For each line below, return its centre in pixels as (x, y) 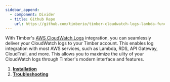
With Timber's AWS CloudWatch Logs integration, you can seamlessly (78, 38)
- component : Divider (33, 14)
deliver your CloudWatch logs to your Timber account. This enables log (79, 43)
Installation (25, 69)
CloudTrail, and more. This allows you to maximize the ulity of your (75, 54)
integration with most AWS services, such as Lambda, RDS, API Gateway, (81, 48)
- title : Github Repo (33, 19)
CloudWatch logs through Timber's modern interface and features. (75, 59)
